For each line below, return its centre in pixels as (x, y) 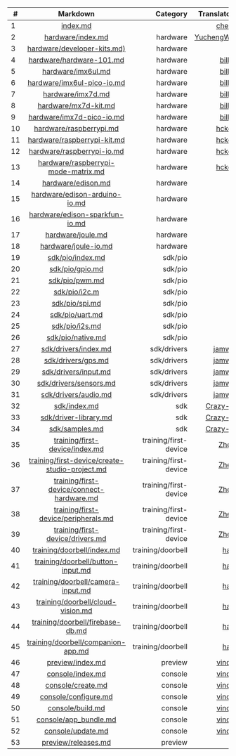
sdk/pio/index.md (76, 258)
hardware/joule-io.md (76, 246)
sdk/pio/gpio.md (76, 269)
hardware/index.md (77, 37)
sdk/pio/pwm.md (76, 280)
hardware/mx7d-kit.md (77, 106)
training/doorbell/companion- (77, 642)
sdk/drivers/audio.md (77, 395)
